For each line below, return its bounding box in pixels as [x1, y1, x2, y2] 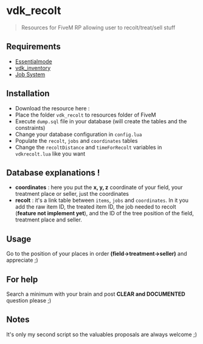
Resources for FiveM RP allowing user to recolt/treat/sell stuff [21, 24, 176, 31]
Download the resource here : [15, 104, 90, 112]
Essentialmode [15, 57, 53, 65]
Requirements [6, 41, 61, 52]
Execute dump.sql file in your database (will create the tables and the [15, 117, 187, 125]
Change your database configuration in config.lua [15, 131, 142, 138]
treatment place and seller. [15, 216, 82, 223]
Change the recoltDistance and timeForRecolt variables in [15, 143, 162, 151]
